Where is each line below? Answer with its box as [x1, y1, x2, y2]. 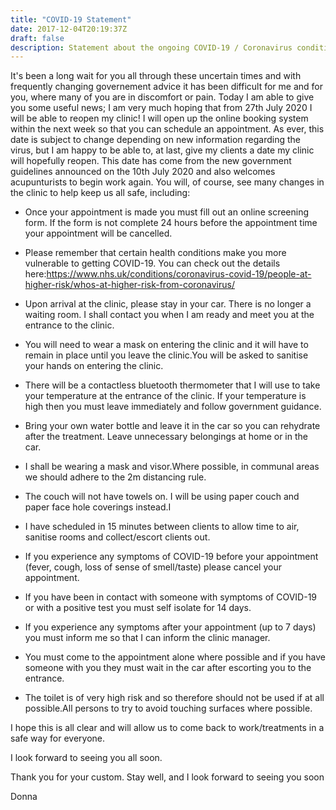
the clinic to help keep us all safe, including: [10, 187, 191, 199]
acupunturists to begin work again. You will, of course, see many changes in [10, 176, 325, 188]
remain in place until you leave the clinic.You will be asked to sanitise [24, 349, 309, 361]
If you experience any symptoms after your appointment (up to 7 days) [24, 621, 317, 633]
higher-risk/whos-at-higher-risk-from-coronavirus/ [24, 279, 235, 291]
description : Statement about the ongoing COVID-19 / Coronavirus [10, 42, 293, 53]
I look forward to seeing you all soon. [10, 752, 163, 764]
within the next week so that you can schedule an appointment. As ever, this [10, 123, 325, 135]
